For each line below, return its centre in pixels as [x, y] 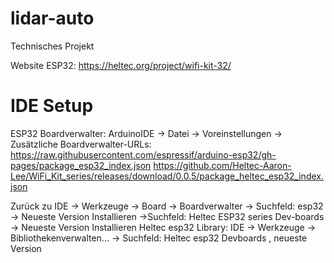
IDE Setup [52, 106]
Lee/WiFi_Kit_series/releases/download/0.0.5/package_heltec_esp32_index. [167, 176]
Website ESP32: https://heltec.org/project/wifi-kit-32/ [121, 65]
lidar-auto [52, 18]
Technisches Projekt [52, 46]
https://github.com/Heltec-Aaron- [222, 165]
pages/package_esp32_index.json [81, 165]
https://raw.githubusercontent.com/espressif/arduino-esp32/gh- [143, 154]
